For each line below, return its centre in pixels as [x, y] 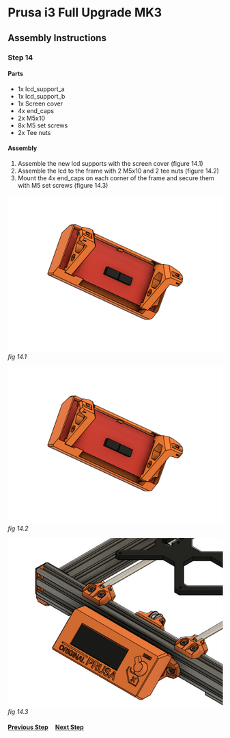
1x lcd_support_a [41, 89]
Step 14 [20, 58]
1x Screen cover [40, 103]
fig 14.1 [17, 357]
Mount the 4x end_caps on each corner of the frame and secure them [116, 178]
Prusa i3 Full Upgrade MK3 [85, 13]
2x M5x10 [31, 118]
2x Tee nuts [34, 132]
